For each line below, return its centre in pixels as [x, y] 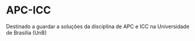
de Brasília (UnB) [26, 32]
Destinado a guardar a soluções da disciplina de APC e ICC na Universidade [98, 26]
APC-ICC [29, 10]
